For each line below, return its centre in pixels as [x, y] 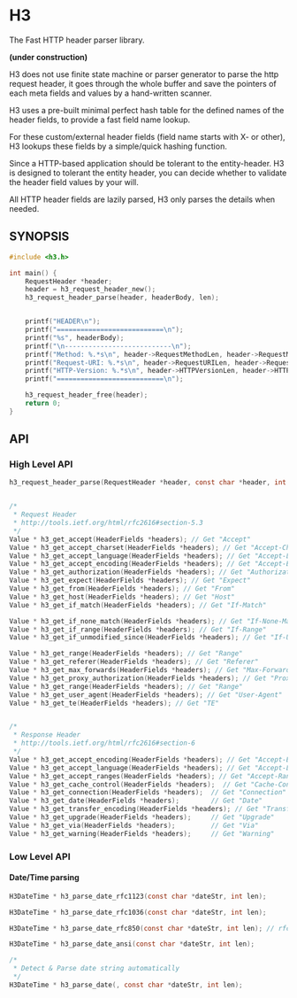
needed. [24, 208]
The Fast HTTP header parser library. [77, 40]
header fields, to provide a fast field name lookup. [100, 120]
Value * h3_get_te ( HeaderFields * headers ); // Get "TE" [114, 703]
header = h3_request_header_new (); [91, 290]
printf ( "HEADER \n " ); [63, 321]
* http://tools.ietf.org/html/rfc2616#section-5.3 [108, 523]
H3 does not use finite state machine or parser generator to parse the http [144, 74]
